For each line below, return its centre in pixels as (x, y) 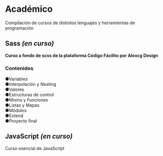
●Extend (14, 116)
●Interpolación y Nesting (31, 84)
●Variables (16, 79)
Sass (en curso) (29, 44)
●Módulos (16, 111)
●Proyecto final (21, 121)
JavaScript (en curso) (39, 136)
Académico (29, 9)
